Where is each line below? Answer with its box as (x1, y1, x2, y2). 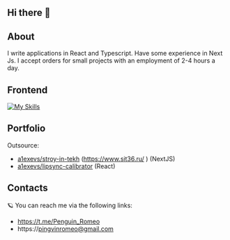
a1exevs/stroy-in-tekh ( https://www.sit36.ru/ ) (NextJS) (17, 154, 176, 163)
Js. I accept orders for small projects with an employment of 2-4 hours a (7, 56, 216, 65)
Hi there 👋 (7, 7, 51, 19)
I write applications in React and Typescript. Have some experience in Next (7, 49, 223, 58)
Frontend (7, 84, 48, 96)
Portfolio (7, 122, 46, 134)
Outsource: (7, 141, 40, 150)
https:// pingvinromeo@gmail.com (17, 224, 114, 233)
